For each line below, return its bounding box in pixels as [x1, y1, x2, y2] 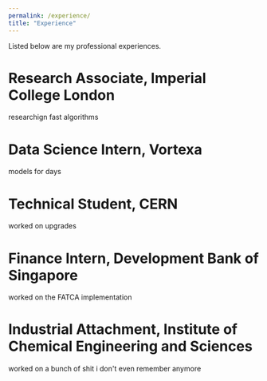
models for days [8, 167, 61, 177]
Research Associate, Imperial [8, 69, 206, 87]
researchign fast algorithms [8, 113, 99, 122]
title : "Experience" [8, 19, 77, 27]
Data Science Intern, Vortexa [8, 141, 203, 158]
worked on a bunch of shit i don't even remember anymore [8, 364, 202, 374]
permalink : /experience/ [8, 11, 91, 20]
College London [8, 85, 116, 104]
